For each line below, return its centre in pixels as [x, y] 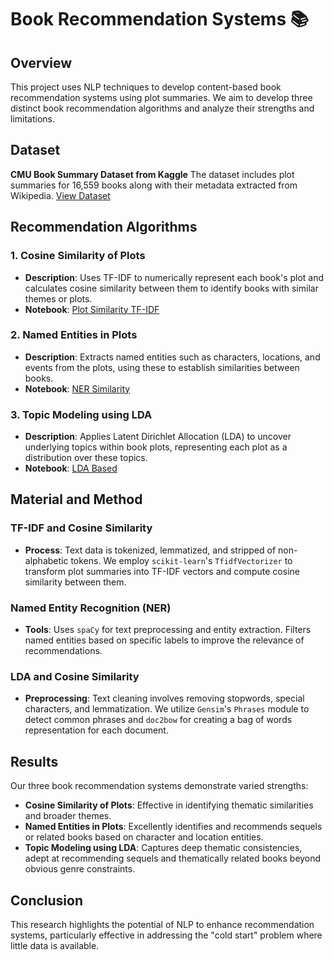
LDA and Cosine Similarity [75, 676]
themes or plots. [58, 298]
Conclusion [47, 900]
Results [34, 761]
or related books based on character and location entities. [144, 837]
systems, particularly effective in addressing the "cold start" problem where [166, 935]
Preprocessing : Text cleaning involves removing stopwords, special [164, 698]
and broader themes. [68, 816]
